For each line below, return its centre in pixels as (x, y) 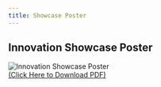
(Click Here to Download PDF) (57, 75)
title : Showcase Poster (48, 15)
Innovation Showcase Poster (80, 48)
